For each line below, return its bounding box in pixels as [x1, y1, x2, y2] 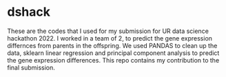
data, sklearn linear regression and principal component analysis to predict [7, 49, 220, 57]
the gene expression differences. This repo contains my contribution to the [7, 56, 220, 64]
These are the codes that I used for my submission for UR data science [7, 27, 209, 35]
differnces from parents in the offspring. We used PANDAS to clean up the [7, 41, 218, 49]
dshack [7, 4, 50, 20]
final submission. [7, 63, 55, 71]
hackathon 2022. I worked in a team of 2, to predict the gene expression [7, 34, 212, 42]
